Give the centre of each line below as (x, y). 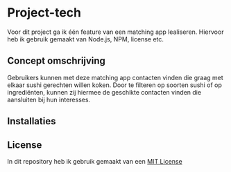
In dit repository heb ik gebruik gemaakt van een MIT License (95, 161)
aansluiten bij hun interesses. (49, 99)
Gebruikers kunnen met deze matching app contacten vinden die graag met (115, 77)
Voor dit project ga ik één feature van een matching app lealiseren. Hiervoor (115, 32)
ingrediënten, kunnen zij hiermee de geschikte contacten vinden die (104, 92)
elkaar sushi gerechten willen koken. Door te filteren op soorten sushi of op (114, 85)
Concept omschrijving (57, 61)
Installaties (32, 121)
